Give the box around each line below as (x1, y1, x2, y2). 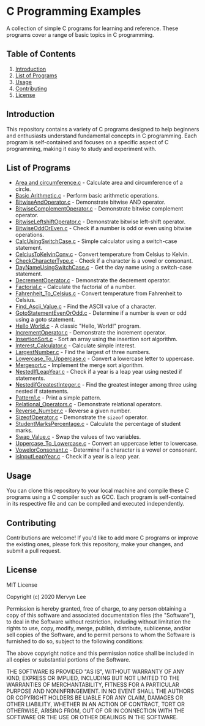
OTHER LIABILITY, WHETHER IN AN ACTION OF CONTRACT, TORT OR (6, 700, 185, 708)
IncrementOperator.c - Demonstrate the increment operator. (15, 329, 166, 336)
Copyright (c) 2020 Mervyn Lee (6, 593, 86, 600)
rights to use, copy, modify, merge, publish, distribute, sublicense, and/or (6, 624, 191, 631)
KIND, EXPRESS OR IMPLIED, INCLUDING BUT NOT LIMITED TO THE (6, 674, 180, 682)
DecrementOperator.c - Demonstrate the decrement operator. (15, 277, 171, 284)
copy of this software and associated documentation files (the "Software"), (6, 611, 196, 619)
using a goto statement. (15, 316, 75, 323)
